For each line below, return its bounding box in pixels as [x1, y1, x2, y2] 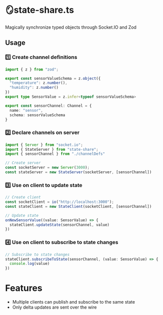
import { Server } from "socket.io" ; [5, 142, 83, 147]
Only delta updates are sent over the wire [12, 304, 97, 311]
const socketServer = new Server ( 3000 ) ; [5, 165, 90, 170]
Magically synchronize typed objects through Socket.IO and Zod [5, 24, 137, 30]
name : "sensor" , [9, 108, 43, 113]
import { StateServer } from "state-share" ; [5, 147, 99, 152]
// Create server [5, 160, 41, 166]
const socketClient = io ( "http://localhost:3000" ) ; [5, 199, 114, 204]
